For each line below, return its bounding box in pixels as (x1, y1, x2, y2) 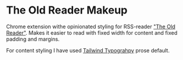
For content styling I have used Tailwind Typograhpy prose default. (6, 46, 170, 54)
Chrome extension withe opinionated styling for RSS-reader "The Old (6, 23, 176, 30)
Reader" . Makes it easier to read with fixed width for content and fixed (6, 29, 178, 36)
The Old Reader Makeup (6, 4, 128, 17)
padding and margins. (6, 35, 60, 42)
